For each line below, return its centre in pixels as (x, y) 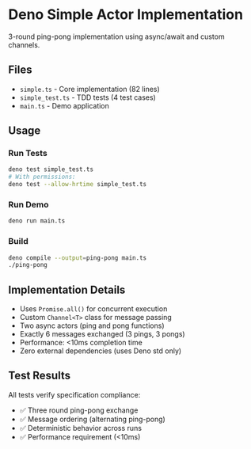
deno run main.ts (37, 221)
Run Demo (29, 204)
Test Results (40, 376)
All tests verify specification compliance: (74, 394)
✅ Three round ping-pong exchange (79, 410)
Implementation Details (67, 289)
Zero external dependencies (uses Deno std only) (101, 351)
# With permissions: (42, 177)
